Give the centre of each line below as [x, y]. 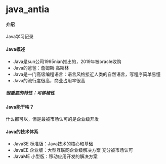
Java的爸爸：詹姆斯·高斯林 [41, 68]
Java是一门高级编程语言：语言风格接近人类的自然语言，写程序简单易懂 [87, 74]
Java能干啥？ [20, 107]
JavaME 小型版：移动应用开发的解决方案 [55, 156]
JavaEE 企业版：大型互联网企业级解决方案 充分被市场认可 [73, 150]
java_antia [28, 9]
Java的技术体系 [22, 132]
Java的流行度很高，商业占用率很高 [49, 80]
